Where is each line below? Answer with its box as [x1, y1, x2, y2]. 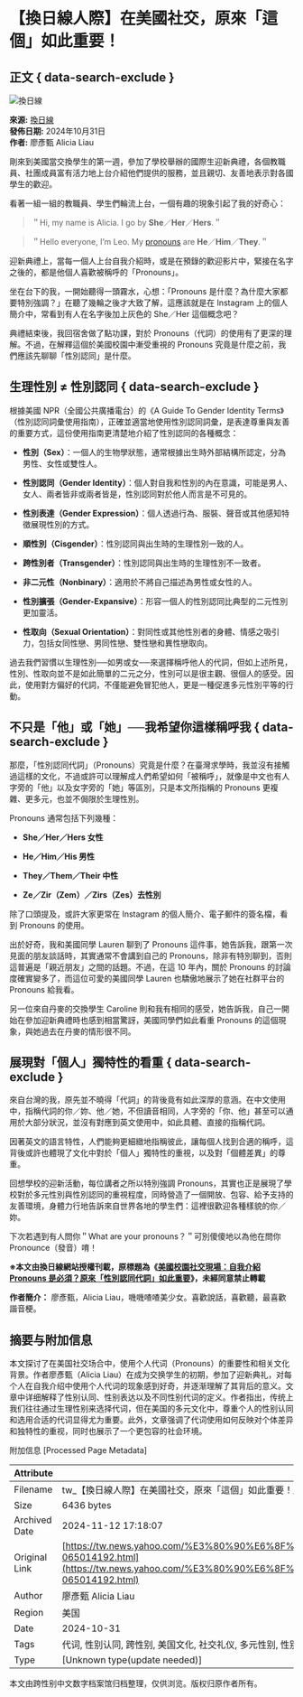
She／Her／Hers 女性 [22, 832, 104, 843]
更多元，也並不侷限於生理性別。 [24, 793, 144, 804]
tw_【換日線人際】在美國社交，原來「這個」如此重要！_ [61, 1484, 298, 1497]
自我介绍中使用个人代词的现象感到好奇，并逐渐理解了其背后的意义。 [32, 1381, 286, 1392]
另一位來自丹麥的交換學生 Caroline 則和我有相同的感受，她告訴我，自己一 [9, 1003, 282, 1014]
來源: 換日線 [9, 115, 54, 125]
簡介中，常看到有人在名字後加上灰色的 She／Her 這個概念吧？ [9, 309, 240, 319]
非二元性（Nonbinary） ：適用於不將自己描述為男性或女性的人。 [22, 576, 257, 587]
